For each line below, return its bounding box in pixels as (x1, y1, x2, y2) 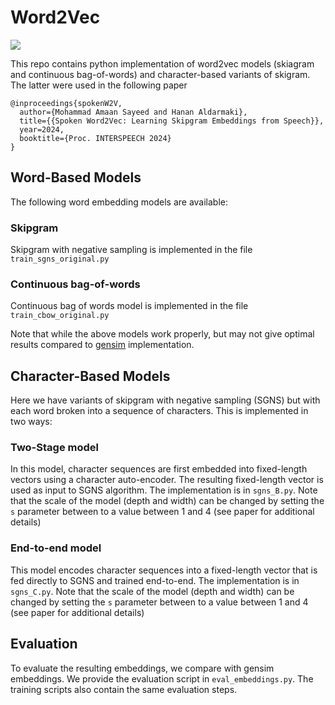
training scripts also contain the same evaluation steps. (10, 683, 238, 695)
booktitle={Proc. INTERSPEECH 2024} (19, 133, 172, 143)
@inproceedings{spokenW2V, (10, 98, 123, 108)
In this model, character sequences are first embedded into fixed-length (10, 463, 308, 475)
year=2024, (19, 124, 65, 135)
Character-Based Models (10, 367, 171, 385)
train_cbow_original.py (10, 311, 110, 321)
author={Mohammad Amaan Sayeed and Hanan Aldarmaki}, (19, 107, 248, 117)
